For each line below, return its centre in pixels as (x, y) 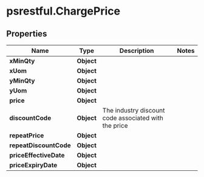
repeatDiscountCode (40, 145)
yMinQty (22, 81)
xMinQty (22, 61)
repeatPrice (27, 135)
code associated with (133, 118)
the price (115, 126)
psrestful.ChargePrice (63, 11)
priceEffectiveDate (37, 155)
